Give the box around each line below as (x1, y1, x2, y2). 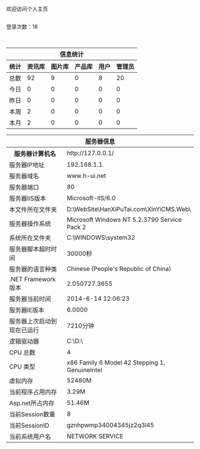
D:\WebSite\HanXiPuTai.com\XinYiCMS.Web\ (66, 205, 191, 213)
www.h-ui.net (66, 172, 106, 180)
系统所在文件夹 (9, 234, 52, 242)
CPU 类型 (9, 363, 36, 370)
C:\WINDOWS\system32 (66, 233, 136, 241)
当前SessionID (9, 422, 49, 429)
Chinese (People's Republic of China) (66, 265, 171, 273)
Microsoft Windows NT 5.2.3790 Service (66, 216, 182, 223)
